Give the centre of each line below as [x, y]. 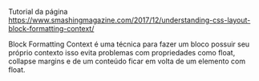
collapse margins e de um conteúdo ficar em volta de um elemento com [127, 61]
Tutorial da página [38, 12]
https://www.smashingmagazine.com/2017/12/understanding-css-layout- [129, 20]
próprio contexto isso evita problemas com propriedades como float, [122, 53]
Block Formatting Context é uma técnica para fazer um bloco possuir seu [129, 44]
